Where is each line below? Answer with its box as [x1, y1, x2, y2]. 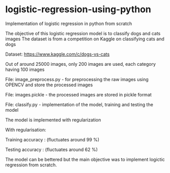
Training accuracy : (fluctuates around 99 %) [5, 136, 100, 142]
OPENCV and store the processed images [5, 82, 93, 88]
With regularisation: [5, 127, 47, 133]
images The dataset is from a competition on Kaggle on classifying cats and [5, 36, 164, 42]
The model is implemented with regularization [5, 116, 101, 123]
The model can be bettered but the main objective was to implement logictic [5, 156, 165, 162]
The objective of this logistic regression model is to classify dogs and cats [5, 30, 161, 36]
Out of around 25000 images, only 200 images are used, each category [5, 61, 156, 67]
